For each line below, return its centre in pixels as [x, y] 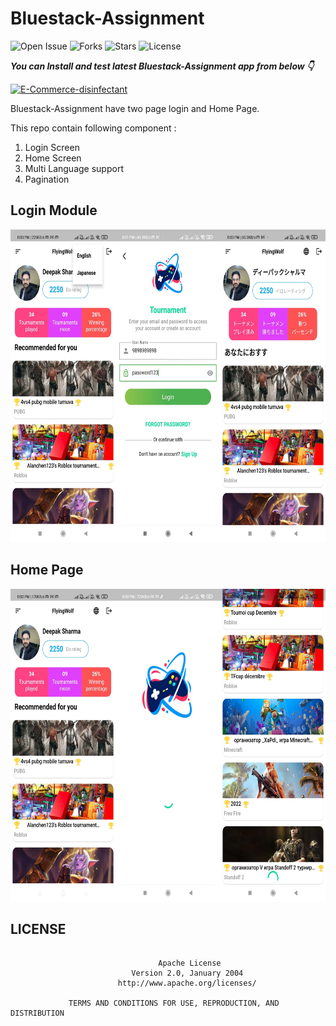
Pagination [47, 179]
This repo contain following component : [93, 128]
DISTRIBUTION [37, 1013]
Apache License [190, 963]
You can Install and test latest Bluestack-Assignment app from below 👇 [162, 66]
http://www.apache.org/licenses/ [187, 983]
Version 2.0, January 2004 [187, 973]
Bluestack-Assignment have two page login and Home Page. [135, 108]
